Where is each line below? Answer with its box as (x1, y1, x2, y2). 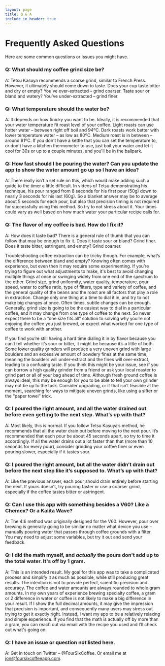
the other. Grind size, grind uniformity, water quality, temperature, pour (5, 279, 149, 285)
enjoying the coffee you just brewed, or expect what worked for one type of (5, 321, 159, 327)
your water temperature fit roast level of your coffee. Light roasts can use (5, 122, 154, 128)
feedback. (5, 539, 26, 545)
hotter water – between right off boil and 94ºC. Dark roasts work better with (5, 127, 159, 133)
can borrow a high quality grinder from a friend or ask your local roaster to (5, 366, 156, 372)
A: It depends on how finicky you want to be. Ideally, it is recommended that (5, 116, 159, 122)
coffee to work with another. (5, 326, 63, 332)
